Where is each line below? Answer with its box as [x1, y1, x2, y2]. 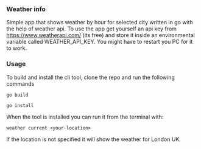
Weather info [6, 5, 46, 13]
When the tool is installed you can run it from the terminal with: [6, 113, 164, 120]
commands [6, 80, 35, 87]
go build [6, 92, 29, 98]
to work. [6, 44, 27, 52]
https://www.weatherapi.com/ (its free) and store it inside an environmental [6, 32, 195, 39]
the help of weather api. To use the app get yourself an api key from [6, 25, 177, 32]
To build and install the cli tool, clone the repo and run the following [6, 74, 175, 81]
